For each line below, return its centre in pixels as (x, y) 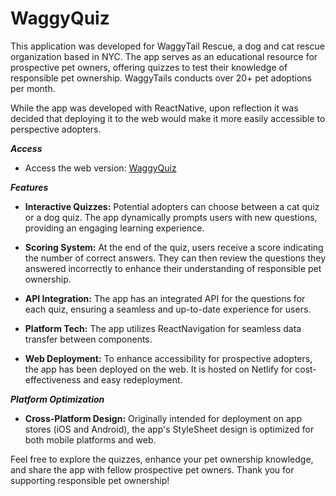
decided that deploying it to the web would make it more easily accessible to (168, 118)
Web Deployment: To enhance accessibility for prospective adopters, (168, 358)
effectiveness (53, 379)
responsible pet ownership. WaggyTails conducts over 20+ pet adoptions (161, 78)
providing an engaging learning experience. (114, 228)
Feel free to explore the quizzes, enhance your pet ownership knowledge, (162, 459)
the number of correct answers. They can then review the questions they (175, 258)
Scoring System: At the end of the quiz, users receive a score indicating (174, 247)
